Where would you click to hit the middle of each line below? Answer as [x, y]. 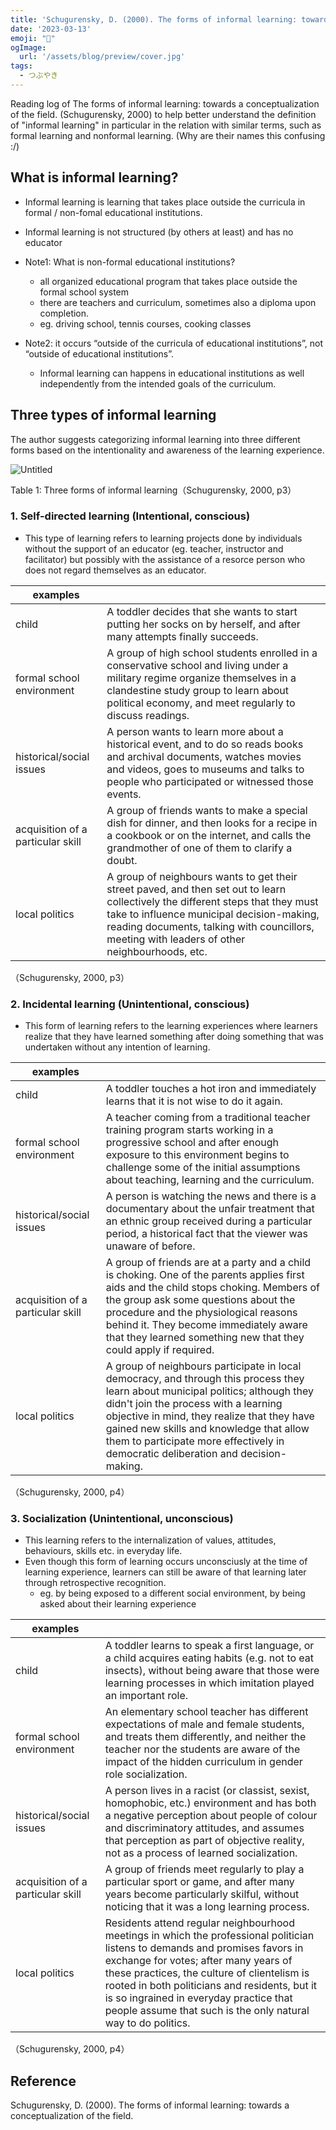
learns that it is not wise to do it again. [194, 1101]
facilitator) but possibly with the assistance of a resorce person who [165, 559]
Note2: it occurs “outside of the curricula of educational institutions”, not [173, 343]
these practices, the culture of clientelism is [207, 1973]
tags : [21, 66]
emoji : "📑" [33, 38]
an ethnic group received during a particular [209, 1221]
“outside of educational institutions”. [99, 353]
